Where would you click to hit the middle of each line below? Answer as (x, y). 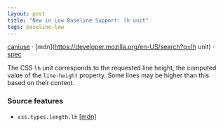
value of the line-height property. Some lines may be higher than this (108, 75)
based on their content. (41, 83)
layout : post (26, 14)
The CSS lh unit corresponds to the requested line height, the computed (112, 68)
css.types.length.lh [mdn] (57, 116)
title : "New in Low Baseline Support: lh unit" (78, 20)
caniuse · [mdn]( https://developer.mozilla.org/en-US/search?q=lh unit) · (111, 47)
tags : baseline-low (36, 27)
